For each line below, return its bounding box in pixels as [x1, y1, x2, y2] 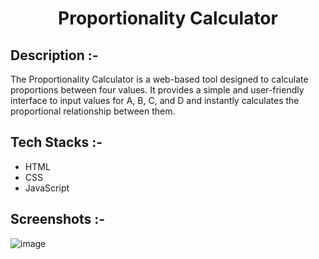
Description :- [10, 47, 99, 64]
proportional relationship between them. [10, 105, 176, 117]
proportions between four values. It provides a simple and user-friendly [10, 84, 305, 96]
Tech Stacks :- [10, 134, 103, 151]
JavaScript [24, 182, 70, 194]
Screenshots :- [10, 211, 106, 228]
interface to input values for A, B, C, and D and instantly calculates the [10, 95, 300, 106]
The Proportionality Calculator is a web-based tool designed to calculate [10, 73, 309, 85]
